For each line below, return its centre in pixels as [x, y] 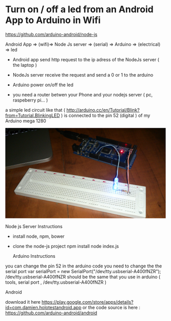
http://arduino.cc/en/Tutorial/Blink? [103, 110]
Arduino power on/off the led [43, 85]
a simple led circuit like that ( [35, 110]
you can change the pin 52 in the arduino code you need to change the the [83, 266]
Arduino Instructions [34, 256]
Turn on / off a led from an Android [79, 9]
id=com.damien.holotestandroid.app [43, 307]
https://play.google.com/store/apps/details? [88, 302]
